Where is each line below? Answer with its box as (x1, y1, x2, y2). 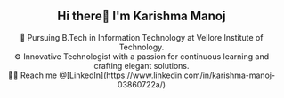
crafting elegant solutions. (93, 60, 190, 71)
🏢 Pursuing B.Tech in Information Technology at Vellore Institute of (20, 32, 264, 42)
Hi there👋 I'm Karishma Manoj (57, 9, 226, 24)
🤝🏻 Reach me (8, 70, 58, 80)
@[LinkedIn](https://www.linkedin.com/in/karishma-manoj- (58, 70, 275, 80)
